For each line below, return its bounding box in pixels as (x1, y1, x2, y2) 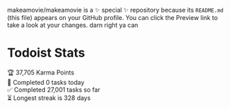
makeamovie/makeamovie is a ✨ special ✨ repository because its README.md (7, 6, 224, 14)
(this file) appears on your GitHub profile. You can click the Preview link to (7, 14, 218, 21)
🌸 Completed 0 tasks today (7, 78, 85, 86)
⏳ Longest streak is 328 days (7, 93, 91, 102)
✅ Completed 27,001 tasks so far (7, 86, 100, 94)
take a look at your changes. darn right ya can (7, 21, 139, 29)
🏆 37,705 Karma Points (7, 68, 75, 77)
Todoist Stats (7, 45, 85, 61)
